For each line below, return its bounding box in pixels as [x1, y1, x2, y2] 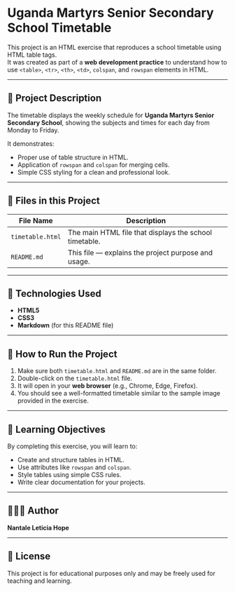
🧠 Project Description [7, 93, 102, 105]
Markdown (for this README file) [17, 321, 114, 330]
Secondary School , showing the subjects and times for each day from [7, 118, 210, 127]
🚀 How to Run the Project [7, 348, 117, 360]
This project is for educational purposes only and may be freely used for [7, 569, 215, 577]
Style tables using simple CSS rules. [17, 471, 122, 478]
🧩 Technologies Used [7, 288, 101, 300]
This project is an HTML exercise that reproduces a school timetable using [7, 43, 222, 51]
